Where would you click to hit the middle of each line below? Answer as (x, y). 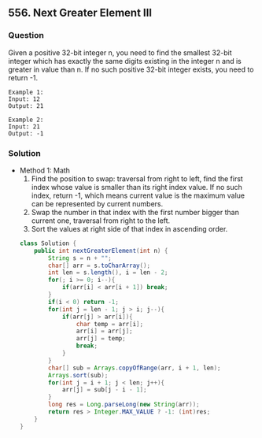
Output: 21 (26, 106)
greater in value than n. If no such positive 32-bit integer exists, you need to (131, 69)
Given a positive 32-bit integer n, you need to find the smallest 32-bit (120, 52)
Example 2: (26, 120)
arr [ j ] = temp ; (101, 339)
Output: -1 (26, 133)
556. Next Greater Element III (80, 13)
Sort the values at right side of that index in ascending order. (129, 228)
